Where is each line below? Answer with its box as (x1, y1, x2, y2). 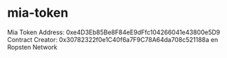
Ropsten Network (7, 43, 58, 51)
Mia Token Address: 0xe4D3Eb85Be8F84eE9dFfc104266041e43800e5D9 (7, 28, 221, 36)
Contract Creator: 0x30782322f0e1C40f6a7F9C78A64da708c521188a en (7, 35, 219, 43)
